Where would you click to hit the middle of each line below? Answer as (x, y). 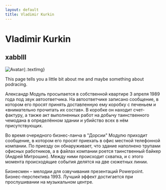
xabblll (16, 57)
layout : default (22, 10)
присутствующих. (24, 125)
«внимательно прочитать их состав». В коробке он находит (69, 109)
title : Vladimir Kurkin (30, 14)
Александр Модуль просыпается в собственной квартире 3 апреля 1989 (83, 94)
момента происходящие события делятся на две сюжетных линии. (77, 162)
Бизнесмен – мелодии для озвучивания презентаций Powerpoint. (75, 171)
